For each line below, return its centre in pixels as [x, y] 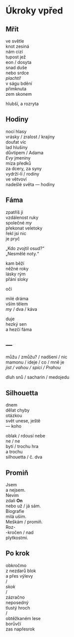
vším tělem [17, 304]
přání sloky [17, 279]
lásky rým [16, 274]
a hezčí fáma [19, 329]
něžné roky [17, 268]
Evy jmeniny [18, 158]
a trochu [14, 452]
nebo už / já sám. [23, 506]
